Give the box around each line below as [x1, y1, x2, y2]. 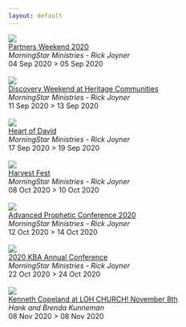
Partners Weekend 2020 [8, 42, 90, 51]
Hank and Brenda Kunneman [8, 302, 104, 313]
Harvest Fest [8, 168, 51, 177]
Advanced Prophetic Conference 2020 [8, 210, 136, 220]
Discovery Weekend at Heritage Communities [8, 83, 159, 93]
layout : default [8, 11, 63, 20]
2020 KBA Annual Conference [8, 252, 108, 261]
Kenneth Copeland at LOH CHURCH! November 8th [8, 294, 178, 304]
